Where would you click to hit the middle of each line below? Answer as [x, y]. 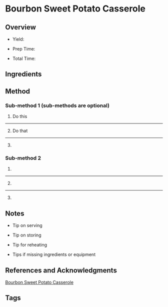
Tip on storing [27, 235]
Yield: [18, 39]
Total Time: [24, 58]
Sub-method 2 [23, 158]
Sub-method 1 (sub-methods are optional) [57, 105]
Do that [20, 131]
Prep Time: [24, 49]
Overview [21, 27]
